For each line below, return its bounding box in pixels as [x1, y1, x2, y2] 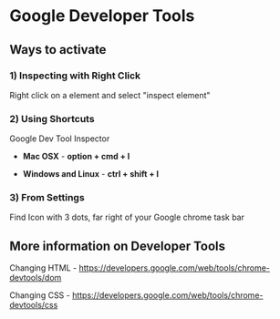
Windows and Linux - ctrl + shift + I [22, 169, 160, 180]
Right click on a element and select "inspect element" [9, 89, 212, 100]
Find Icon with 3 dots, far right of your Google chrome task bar [9, 211, 244, 223]
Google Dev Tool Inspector [9, 133, 110, 144]
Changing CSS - [9, 290, 70, 301]
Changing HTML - [9, 262, 78, 273]
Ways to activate [9, 42, 107, 57]
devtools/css [9, 300, 58, 311]
